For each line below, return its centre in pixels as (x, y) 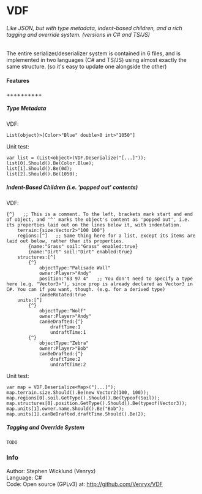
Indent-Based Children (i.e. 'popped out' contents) (72, 187)
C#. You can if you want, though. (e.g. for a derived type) (86, 289)
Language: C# (24, 477)
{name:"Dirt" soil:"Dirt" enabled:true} (80, 252)
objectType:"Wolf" (62, 311)
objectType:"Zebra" (64, 343)
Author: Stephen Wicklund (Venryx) (51, 471)
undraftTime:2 (68, 365)
